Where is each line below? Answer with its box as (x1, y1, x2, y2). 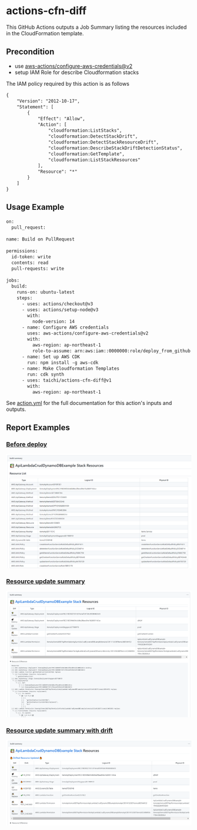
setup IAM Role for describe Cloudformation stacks (14, 69, 139, 76)
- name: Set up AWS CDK (21, 354, 81, 360)
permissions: (6, 248, 38, 254)
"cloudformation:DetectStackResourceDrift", (48, 139, 159, 145)
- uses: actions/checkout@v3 (21, 301, 94, 307)
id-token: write (11, 254, 51, 260)
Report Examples (6, 422, 71, 433)
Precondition (6, 47, 55, 57)
